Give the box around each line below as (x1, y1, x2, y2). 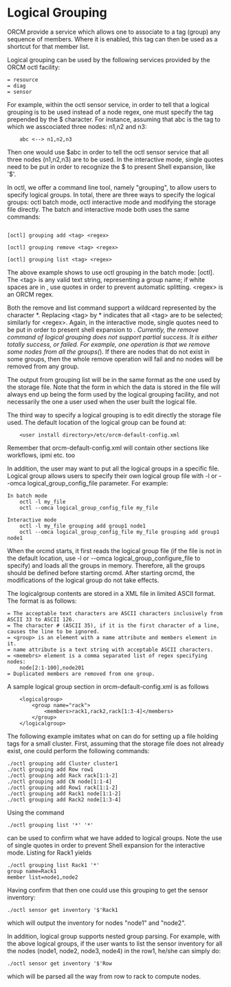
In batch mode (7, 492, 48, 499)
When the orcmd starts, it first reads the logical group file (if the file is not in (7, 546, 222, 555)
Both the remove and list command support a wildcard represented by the (7, 303, 217, 312)
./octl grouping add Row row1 (7, 766, 94, 773)
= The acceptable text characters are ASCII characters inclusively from (7, 610, 223, 617)
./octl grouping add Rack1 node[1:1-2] (7, 790, 122, 797)
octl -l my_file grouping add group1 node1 (19, 522, 146, 529)
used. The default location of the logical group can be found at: (7, 418, 187, 426)
